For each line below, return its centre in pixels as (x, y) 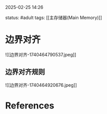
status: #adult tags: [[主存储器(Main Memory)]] (54, 18)
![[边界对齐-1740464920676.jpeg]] (41, 85)
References (30, 105)
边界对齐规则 (25, 72)
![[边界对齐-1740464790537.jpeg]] (41, 54)
